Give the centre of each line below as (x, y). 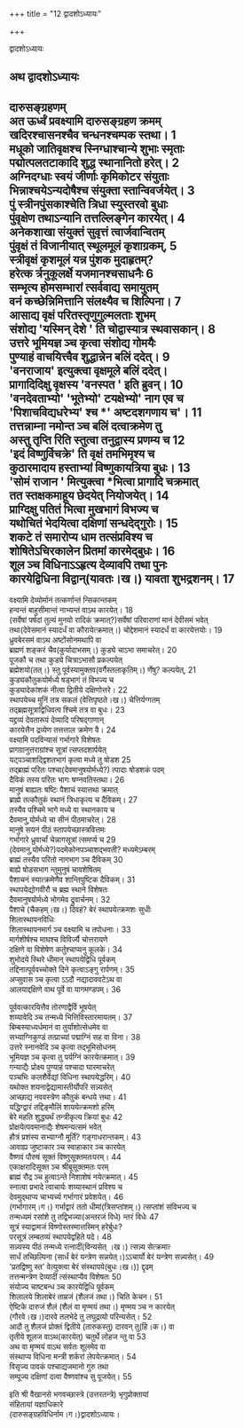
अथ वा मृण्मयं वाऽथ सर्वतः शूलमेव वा (58, 1347)
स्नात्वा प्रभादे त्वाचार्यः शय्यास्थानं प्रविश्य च (66, 1187)
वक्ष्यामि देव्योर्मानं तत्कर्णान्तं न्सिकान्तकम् (63, 600)
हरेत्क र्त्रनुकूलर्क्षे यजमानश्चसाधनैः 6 (81, 274)
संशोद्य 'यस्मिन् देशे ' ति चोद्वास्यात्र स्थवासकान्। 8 (112, 329)
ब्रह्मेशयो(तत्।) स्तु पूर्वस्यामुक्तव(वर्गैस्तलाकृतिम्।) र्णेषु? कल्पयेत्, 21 (103, 670)
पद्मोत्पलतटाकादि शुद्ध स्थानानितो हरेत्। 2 (94, 163)
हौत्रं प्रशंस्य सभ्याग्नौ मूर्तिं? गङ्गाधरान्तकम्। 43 (75, 1137)
